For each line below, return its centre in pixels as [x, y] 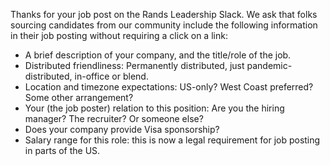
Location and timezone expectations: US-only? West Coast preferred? [169, 87]
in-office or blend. [111, 76]
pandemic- [269, 65]
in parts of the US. [62, 150]
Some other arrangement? [79, 97]
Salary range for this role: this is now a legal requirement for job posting [172, 140]
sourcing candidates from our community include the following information [164, 25]
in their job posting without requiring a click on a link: [119, 35]
